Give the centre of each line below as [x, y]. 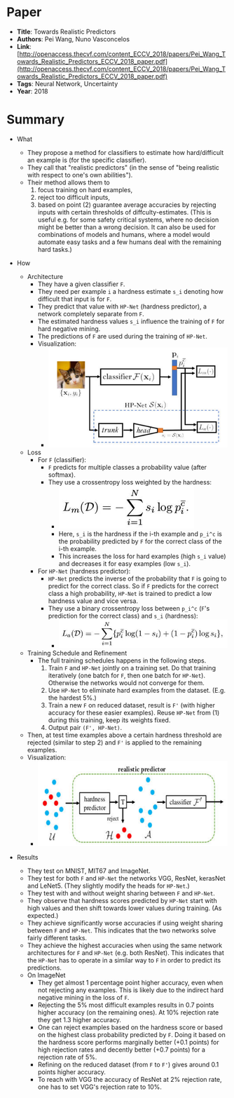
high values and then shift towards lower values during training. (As [124, 908]
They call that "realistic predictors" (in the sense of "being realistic [123, 167]
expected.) [43, 915]
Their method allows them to [68, 182]
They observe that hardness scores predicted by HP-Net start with [122, 900]
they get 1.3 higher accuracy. [80, 1019]
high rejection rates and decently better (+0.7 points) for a [122, 1050]
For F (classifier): [62, 459]
